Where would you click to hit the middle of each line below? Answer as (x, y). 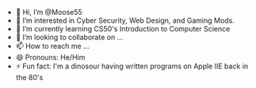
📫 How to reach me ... (52, 46)
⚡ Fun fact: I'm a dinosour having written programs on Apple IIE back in (132, 66)
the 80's (29, 77)
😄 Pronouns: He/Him (50, 57)
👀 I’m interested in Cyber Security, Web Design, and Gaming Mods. (125, 20)
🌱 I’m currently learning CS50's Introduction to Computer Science (123, 29)
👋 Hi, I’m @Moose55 (49, 12)
